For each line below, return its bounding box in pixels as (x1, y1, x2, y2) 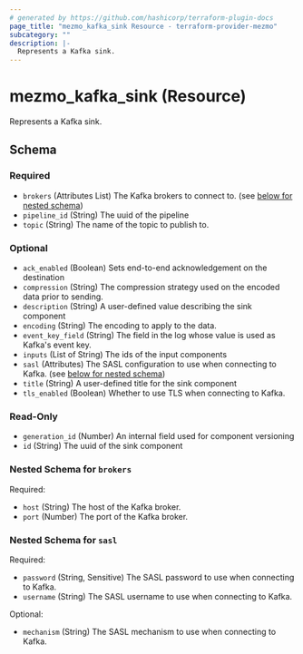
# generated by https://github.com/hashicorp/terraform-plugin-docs (9, 13, 274, 23)
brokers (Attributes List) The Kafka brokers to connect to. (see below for (22, 190, 293, 200)
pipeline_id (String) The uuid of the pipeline (22, 210, 190, 220)
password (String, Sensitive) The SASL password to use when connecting (22, 571, 295, 582)
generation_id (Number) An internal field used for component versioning (22, 431, 295, 442)
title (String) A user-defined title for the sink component (22, 378, 238, 389)
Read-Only (9, 410, 59, 423)
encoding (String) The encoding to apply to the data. (22, 320, 218, 331)
